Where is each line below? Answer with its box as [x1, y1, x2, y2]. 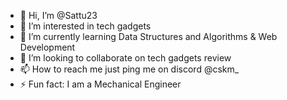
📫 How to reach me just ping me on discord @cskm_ [19, 63, 240, 75]
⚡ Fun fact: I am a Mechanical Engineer [19, 78, 182, 90]
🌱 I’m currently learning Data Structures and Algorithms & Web [19, 31, 278, 42]
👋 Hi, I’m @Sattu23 [19, 10, 98, 21]
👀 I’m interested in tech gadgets [19, 20, 152, 32]
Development [19, 41, 76, 53]
